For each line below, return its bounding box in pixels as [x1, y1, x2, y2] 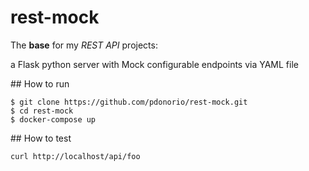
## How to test [10, 132, 72, 144]
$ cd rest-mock [10, 106, 74, 116]
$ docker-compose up [10, 114, 97, 125]
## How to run [10, 77, 70, 90]
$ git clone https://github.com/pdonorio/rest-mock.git [10, 97, 248, 107]
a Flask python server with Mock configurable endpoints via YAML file [10, 58, 299, 70]
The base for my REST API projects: [10, 39, 158, 51]
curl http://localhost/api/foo [10, 151, 141, 161]
